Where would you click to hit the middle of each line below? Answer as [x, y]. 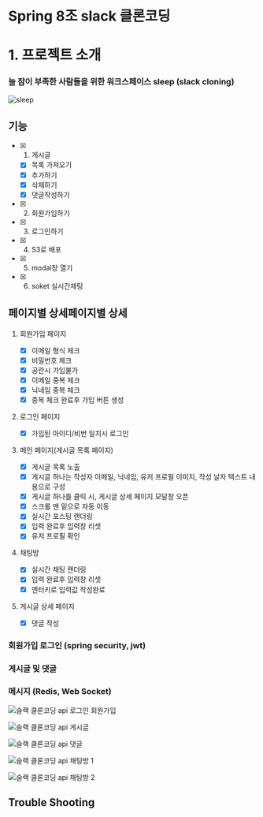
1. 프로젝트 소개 [55, 55]
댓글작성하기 [50, 195]
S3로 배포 [46, 249]
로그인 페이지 [40, 416]
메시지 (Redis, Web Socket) [60, 692]
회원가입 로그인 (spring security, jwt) [77, 645]
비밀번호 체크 [52, 360]
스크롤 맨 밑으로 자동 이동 [70, 506]
